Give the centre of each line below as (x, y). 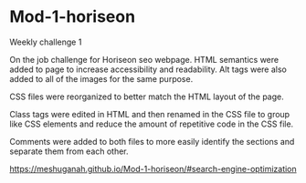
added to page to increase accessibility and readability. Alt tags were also (148, 69)
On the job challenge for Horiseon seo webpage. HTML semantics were (144, 59)
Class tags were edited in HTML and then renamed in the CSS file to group (150, 114)
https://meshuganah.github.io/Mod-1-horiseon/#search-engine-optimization (153, 168)
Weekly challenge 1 (46, 42)
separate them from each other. (69, 151)
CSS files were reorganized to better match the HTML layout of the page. (147, 97)
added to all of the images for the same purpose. (101, 78)
